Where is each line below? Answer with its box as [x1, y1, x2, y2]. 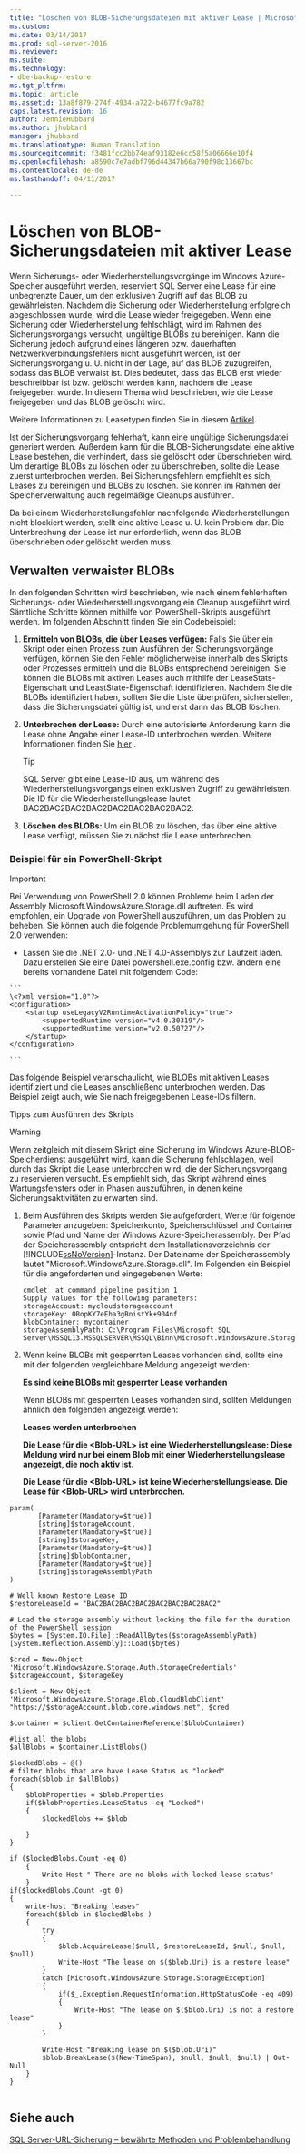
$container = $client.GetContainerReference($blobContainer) [9, 1719, 246, 1728]
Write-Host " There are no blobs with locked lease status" [42, 1870, 274, 1880]
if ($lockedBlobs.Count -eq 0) [9, 1854, 128, 1864]
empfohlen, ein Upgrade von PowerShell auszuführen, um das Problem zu [9, 910, 287, 921]
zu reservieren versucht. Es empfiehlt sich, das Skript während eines [9, 1174, 267, 1184]
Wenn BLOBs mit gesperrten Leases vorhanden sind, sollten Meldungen [22, 1395, 292, 1406]
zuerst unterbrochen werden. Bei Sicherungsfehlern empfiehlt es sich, [9, 471, 272, 482]
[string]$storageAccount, [37, 1519, 136, 1529]
